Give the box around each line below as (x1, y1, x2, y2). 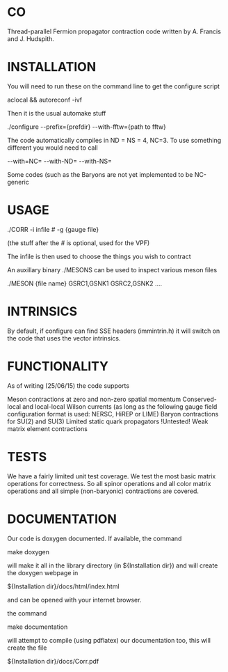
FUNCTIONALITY (7, 358, 109, 374)
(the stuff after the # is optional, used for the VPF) (7, 238, 150, 247)
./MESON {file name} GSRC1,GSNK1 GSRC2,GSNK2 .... (7, 279, 163, 288)
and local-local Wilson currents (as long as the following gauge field (22, 402, 218, 411)
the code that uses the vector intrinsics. (7, 334, 121, 342)
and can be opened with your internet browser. (7, 595, 142, 604)
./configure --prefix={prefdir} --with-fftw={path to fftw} (7, 123, 167, 131)
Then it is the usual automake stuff (7, 109, 106, 117)
